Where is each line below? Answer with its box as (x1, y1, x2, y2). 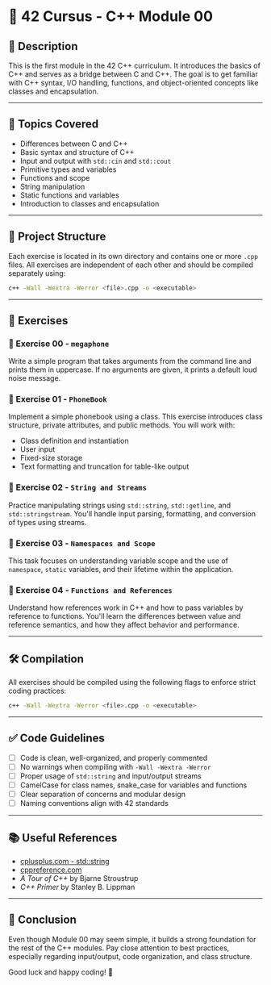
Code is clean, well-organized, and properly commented (19, 753, 208, 762)
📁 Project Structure (8, 230, 106, 244)
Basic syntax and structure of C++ (19, 147, 135, 157)
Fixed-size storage (19, 453, 83, 463)
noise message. (8, 374, 61, 383)
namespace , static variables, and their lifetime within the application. (8, 565, 234, 574)
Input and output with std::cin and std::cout (19, 156, 172, 165)
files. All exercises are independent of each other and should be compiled (8, 260, 254, 269)
